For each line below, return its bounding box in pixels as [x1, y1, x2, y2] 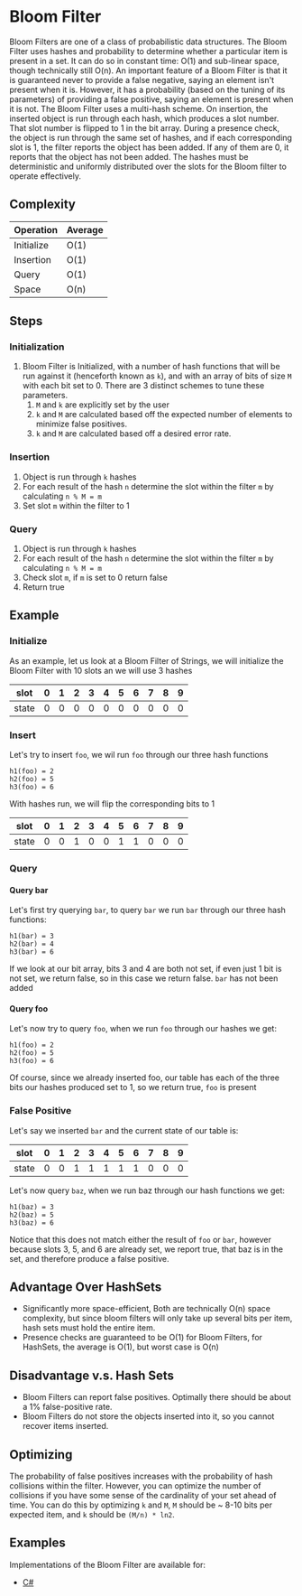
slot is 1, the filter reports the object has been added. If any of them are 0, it [9, 142, 289, 153]
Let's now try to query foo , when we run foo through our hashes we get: [9, 1023, 278, 1034]
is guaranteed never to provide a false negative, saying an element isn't [9, 74, 275, 85]
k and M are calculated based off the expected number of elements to [35, 409, 293, 420]
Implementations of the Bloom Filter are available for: [9, 1559, 206, 1570]
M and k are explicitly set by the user [35, 399, 169, 410]
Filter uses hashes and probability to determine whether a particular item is [9, 45, 288, 56]
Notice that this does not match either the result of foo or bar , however [9, 1234, 272, 1245]
